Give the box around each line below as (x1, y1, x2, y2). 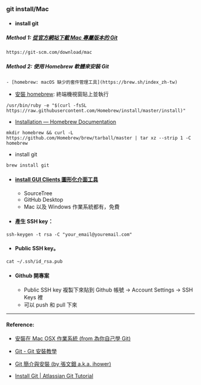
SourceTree (23, 189, 53, 196)
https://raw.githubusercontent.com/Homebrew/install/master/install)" (6, 108, 186, 114)
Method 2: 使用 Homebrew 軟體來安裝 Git (6, 63, 109, 70)
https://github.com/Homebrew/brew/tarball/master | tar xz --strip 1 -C (6, 135, 191, 141)
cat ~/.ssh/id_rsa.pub (6, 259, 63, 265)
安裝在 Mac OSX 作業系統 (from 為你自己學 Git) (14, 335, 131, 342)
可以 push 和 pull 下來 (23, 301, 78, 308)
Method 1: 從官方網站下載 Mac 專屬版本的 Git (6, 34, 118, 41)
